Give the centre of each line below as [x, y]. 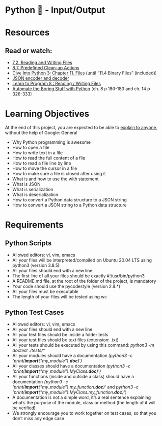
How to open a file [31, 148]
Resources [27, 33]
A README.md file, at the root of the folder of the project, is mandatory [84, 281]
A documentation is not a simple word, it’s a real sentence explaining [81, 397]
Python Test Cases [35, 312]
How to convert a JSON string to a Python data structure [69, 205]
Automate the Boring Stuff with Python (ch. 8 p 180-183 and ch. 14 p [81, 89]
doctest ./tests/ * [29, 350]
